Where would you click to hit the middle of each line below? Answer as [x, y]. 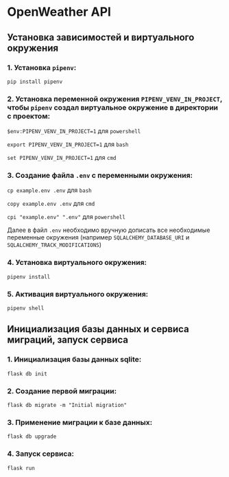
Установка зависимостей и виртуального [101, 37]
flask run [21, 468]
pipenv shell [26, 309]
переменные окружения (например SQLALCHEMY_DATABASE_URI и [98, 237]
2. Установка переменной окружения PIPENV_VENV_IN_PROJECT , [115, 99]
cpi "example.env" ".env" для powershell [66, 217]
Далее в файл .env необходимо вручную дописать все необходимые [109, 230]
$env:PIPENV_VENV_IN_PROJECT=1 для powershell [74, 131]
